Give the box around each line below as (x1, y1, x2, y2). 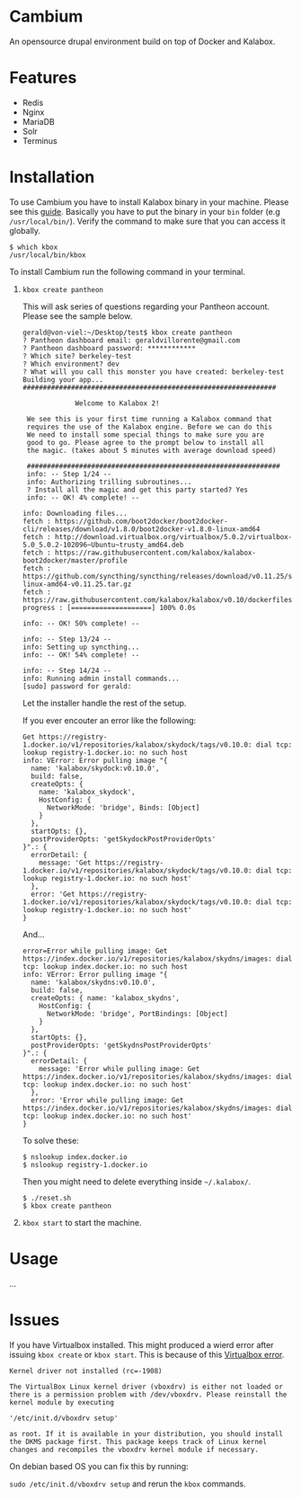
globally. (9, 225, 41, 235)
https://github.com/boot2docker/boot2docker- (55, 517, 228, 526)
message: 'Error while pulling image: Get (39, 1064, 200, 1073)
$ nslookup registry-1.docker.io (22, 1160, 148, 1169)
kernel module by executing (9, 1397, 115, 1407)
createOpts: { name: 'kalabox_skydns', (31, 993, 180, 1003)
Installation (9, 167, 95, 188)
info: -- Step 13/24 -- (22, 634, 112, 643)
